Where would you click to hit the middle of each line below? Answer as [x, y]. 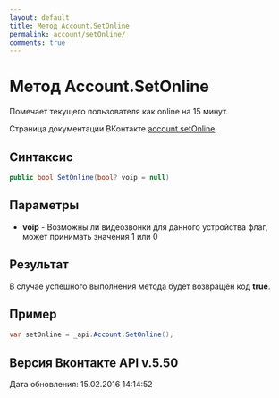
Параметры [44, 205]
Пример [33, 314]
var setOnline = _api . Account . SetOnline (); [92, 335]
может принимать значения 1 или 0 [90, 236]
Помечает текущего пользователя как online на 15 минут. [119, 112]
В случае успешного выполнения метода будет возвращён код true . [140, 286]
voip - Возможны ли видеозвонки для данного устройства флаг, [145, 227]
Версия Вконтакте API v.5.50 [94, 363]
